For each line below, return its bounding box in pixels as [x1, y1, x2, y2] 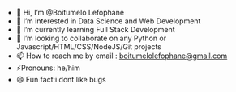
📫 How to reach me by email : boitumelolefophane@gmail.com [15, 51, 228, 61]
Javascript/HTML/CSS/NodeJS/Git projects [15, 42, 162, 52]
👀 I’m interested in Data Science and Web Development [15, 16, 201, 26]
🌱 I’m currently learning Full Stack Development [15, 25, 176, 34]
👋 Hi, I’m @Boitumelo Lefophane [15, 8, 124, 17]
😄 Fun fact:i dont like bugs [15, 75, 107, 84]
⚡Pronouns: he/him [15, 63, 81, 73]
